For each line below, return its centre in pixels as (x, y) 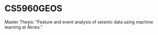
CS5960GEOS (34, 9)
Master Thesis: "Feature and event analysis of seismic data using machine (79, 22)
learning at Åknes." (24, 27)
